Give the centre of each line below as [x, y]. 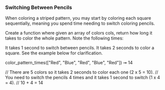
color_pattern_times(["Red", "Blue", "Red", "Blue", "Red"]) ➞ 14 [69, 63]
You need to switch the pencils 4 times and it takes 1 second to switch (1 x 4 [82, 78]
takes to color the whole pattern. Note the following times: [64, 38]
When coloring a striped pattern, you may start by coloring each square [78, 18]
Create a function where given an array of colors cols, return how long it [79, 33]
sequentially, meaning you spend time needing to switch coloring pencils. [80, 23]
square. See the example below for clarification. [54, 53]
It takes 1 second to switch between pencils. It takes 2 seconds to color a [80, 48]
